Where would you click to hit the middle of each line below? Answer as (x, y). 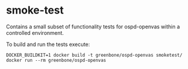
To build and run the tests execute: (48, 44)
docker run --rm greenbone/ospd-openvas (56, 60)
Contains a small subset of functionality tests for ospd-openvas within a (93, 27)
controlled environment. (35, 32)
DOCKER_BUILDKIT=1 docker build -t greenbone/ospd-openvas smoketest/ (94, 55)
